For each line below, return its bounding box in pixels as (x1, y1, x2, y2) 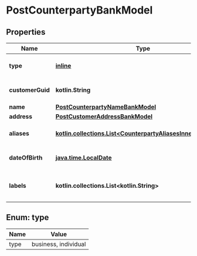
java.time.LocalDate (55, 154, 113, 162)
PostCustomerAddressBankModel (55, 112, 153, 121)
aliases (9, 129, 29, 137)
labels (9, 182, 26, 189)
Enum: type (6, 212, 49, 222)
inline (55, 62, 72, 69)
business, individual (31, 240, 86, 248)
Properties (6, 27, 46, 37)
